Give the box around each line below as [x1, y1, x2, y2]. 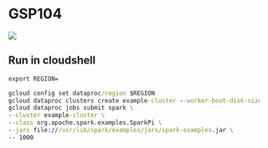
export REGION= [8, 75, 59, 83]
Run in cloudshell [8, 53, 96, 68]
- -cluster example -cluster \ [8, 111, 105, 119]
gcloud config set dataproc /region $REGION [8, 89, 156, 97]
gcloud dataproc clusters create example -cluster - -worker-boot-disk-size [8, 96, 262, 104]
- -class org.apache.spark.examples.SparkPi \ [8, 119, 162, 127]
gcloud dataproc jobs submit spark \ [8, 104, 134, 112]
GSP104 [8, 5, 62, 23]
